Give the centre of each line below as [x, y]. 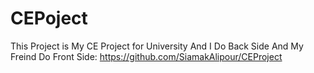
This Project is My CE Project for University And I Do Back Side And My [157, 46]
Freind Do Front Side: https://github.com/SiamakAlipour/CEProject [146, 56]
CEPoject [49, 18]
